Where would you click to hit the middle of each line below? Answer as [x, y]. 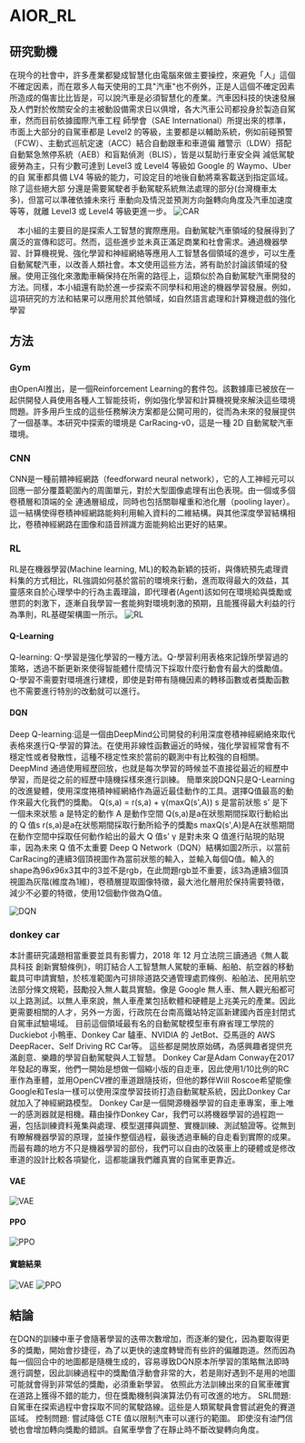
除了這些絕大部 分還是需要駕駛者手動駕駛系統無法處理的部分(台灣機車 [139, 188]
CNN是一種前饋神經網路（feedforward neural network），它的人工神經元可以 [152, 478]
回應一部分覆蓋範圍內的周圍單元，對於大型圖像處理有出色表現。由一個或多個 [152, 490]
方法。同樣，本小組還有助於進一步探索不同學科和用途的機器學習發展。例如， [152, 287]
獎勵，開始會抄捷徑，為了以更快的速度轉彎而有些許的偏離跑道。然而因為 [160, 1350]
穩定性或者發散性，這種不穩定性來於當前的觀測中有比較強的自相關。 [137, 756]
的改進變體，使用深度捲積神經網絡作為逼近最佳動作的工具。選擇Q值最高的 [148, 790]
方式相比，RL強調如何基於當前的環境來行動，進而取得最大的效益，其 [161, 581]
